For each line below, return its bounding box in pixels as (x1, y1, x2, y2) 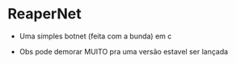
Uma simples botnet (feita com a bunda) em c (19, 31, 172, 41)
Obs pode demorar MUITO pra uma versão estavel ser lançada (19, 46, 229, 56)
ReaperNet (7, 5, 82, 23)
